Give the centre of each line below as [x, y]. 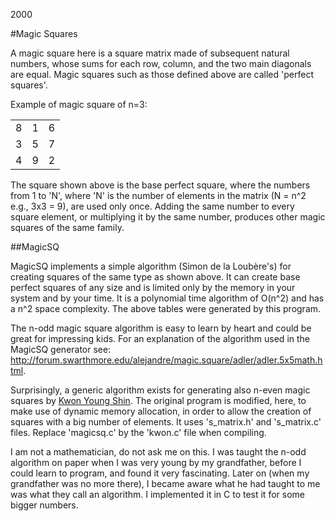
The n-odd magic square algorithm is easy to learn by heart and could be [161, 328]
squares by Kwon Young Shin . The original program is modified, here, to [158, 400]
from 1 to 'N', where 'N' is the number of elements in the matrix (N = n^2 [158, 195]
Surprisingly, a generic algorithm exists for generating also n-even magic [160, 390]
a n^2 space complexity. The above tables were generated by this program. [166, 308]
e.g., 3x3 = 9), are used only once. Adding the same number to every [152, 206]
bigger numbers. [44, 505]
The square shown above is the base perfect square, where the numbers [160, 185]
